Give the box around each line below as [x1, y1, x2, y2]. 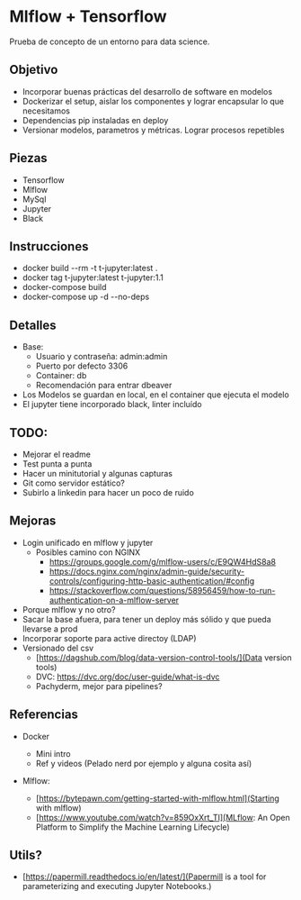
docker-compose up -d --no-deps [22, 291, 150, 303]
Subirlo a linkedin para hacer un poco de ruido [22, 487, 195, 497]
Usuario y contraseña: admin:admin [35, 351, 168, 362]
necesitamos [22, 105, 70, 116]
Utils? [9, 848, 42, 863]
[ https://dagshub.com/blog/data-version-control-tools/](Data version [35, 651, 292, 663]
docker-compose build [22, 282, 107, 293]
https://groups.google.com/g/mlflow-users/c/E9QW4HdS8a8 [49, 556, 277, 567]
